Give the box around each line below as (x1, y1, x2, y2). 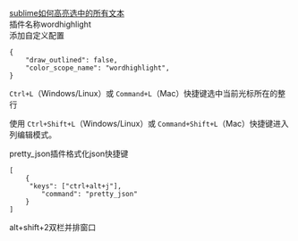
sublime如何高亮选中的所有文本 (9, 8, 125, 18)
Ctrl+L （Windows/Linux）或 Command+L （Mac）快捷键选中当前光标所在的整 (9, 88, 286, 98)
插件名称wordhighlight (9, 19, 91, 29)
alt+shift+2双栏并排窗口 (9, 222, 97, 232)
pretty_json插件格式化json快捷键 (9, 148, 129, 159)
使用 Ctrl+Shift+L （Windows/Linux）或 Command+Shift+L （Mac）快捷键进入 (9, 119, 289, 129)
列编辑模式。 (9, 129, 56, 140)
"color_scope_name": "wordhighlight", (25, 63, 170, 72)
